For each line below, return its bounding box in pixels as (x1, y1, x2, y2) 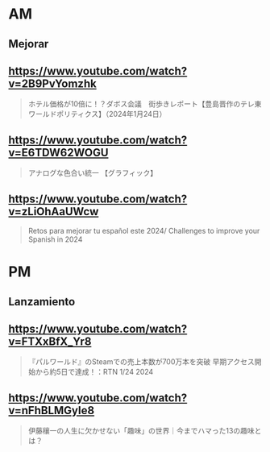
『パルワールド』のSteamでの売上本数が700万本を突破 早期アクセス (27, 357, 255, 367)
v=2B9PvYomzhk (8, 77, 97, 90)
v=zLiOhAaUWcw (8, 205, 99, 218)
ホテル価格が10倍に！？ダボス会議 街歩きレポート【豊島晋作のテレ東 (27, 99, 262, 109)
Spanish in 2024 (27, 234, 83, 244)
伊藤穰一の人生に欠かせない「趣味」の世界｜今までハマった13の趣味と (27, 426, 262, 436)
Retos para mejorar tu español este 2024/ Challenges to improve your (27, 226, 260, 236)
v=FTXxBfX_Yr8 (8, 334, 92, 348)
